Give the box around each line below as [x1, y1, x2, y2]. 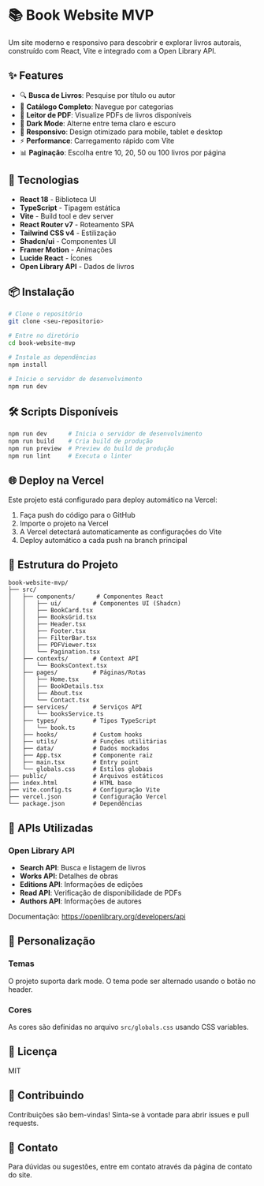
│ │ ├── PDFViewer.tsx [8, 641, 97, 649]
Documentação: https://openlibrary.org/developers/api [8, 912, 186, 921]
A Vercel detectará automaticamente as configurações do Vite [19, 526, 222, 537]
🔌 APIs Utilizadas [8, 821, 94, 835]
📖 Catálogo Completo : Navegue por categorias [19, 102, 173, 111]
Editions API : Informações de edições [19, 880, 143, 889]
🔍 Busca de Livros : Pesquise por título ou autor [19, 90, 176, 99]
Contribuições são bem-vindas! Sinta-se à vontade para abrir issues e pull [8, 1109, 250, 1119]
